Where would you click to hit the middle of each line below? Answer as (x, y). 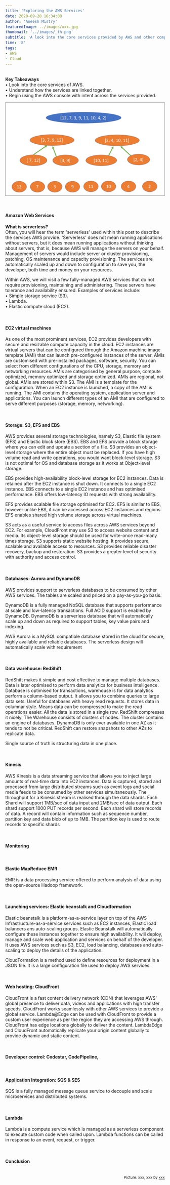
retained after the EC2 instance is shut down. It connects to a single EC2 (81, 484)
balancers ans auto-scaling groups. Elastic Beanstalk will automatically (79, 928)
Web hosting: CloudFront (32, 987)
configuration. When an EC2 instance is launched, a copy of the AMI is (79, 388)
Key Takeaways (22, 79)
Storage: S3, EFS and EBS (33, 425)
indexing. (15, 626)
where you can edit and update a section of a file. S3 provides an (73, 447)
